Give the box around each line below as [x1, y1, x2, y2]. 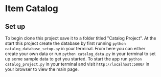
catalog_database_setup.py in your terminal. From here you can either [5, 46, 146, 51]
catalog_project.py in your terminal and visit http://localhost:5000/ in [5, 61, 150, 67]
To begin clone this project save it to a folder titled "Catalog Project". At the [5, 35, 157, 41]
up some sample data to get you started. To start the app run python [5, 56, 142, 61]
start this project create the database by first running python [5, 40, 126, 46]
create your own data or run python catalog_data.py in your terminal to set [5, 51, 156, 57]
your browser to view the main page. [5, 66, 79, 72]
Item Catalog [5, 3, 59, 14]
